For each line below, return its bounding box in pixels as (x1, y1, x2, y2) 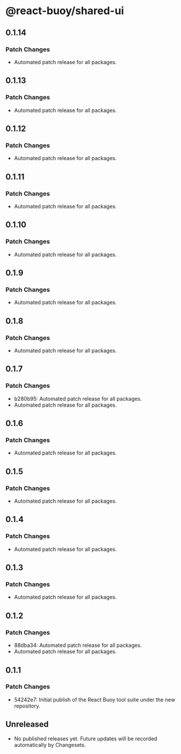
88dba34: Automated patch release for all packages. (14, 642, 142, 649)
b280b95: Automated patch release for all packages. (14, 395, 142, 402)
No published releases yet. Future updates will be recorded (14, 735, 157, 742)
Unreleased (5, 719, 49, 729)
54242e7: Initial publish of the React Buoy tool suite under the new (14, 696, 176, 703)
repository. (14, 702, 41, 709)
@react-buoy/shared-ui (5, 4, 125, 18)
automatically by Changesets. (14, 741, 86, 748)
